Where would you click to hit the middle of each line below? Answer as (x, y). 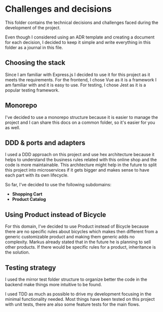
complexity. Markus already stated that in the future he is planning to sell (78, 242)
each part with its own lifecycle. (37, 175)
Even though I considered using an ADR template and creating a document (80, 37)
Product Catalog (29, 199)
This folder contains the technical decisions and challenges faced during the (82, 22)
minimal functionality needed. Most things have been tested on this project (80, 299)
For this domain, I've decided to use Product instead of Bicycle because (77, 226)
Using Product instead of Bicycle (55, 215)
